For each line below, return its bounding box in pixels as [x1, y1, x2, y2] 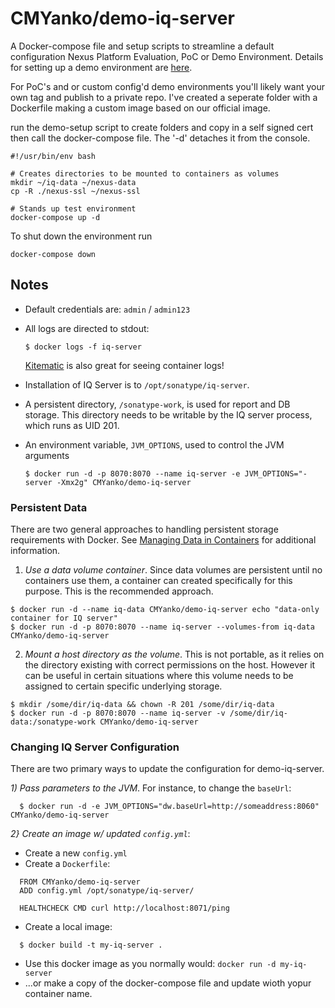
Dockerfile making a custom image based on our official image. [10, 102, 271, 114]
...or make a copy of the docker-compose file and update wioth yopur [24, 977, 312, 989]
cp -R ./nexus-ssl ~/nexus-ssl [10, 186, 141, 196]
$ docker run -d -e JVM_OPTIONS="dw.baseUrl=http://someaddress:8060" [19, 802, 320, 812]
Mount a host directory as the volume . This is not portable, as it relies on [24, 648, 325, 661]
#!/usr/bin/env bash [10, 151, 97, 161]
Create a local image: [24, 921, 113, 933]
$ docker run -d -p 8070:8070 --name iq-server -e [24, 468, 241, 479]
